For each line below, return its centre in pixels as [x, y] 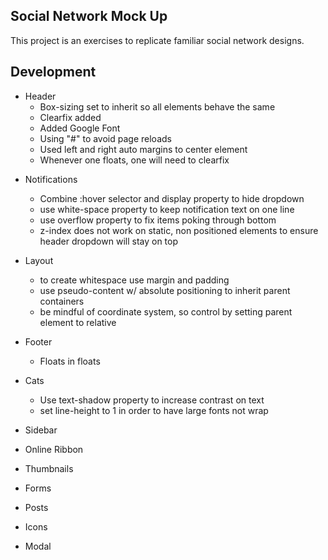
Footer [38, 341]
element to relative [78, 322]
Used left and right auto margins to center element [143, 149]
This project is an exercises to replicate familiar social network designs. [157, 40]
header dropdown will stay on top [109, 241]
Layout [39, 260]
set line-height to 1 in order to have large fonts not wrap [154, 410]
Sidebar [41, 430]
